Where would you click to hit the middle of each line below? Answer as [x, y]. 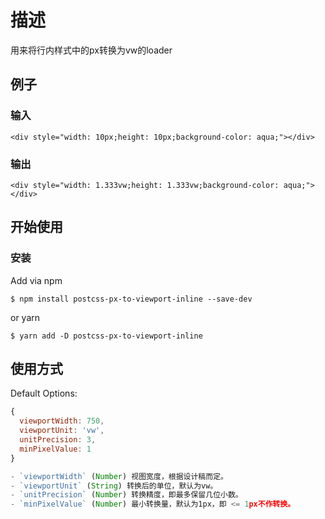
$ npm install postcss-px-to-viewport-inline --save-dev [131, 299]
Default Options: [44, 393]
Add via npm [36, 280]
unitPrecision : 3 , [58, 440]
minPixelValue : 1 [55, 449]
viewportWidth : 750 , [62, 421]
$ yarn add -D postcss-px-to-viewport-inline [106, 336]
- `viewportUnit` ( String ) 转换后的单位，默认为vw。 [114, 486]
